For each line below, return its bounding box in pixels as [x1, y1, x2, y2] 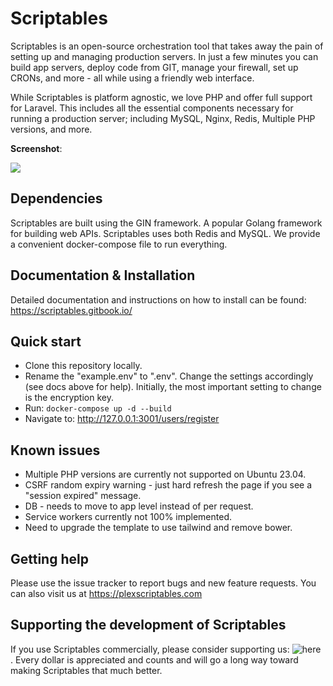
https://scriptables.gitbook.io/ [10, 304, 133, 316]
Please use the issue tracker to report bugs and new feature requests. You [10, 577, 317, 589]
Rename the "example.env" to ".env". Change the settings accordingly [24, 370, 314, 382]
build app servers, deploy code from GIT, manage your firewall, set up [10, 61, 299, 73]
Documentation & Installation [10, 267, 196, 284]
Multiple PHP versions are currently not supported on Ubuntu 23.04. [24, 468, 307, 481]
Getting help [10, 550, 89, 567]
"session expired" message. [24, 490, 142, 502]
